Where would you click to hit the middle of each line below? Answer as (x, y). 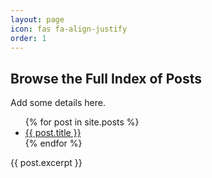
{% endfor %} (53, 143)
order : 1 (28, 38)
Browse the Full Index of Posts (106, 78)
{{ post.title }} (53, 133)
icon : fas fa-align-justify (69, 29)
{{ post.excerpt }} (46, 163)
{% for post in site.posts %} (82, 122)
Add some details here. (58, 103)
